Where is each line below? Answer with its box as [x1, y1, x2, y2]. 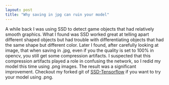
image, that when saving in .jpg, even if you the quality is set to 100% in [5, 47, 154, 53]
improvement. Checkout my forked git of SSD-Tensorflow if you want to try [5, 68, 161, 74]
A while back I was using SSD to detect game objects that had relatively [5, 26, 154, 32]
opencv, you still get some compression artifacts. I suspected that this [5, 52, 151, 58]
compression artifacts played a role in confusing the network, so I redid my [5, 58, 161, 64]
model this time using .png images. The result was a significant [5, 63, 136, 69]
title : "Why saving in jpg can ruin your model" [5, 12, 109, 17]
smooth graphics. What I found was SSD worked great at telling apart [5, 31, 149, 37]
